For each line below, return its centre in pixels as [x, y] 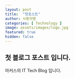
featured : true [20, 32]
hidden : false [19, 37]
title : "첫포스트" [23, 14]
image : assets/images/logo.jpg [37, 28]
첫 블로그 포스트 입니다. [38, 58]
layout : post [18, 10]
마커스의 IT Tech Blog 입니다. [33, 70]
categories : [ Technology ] [34, 23]
